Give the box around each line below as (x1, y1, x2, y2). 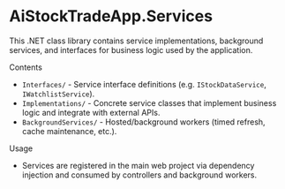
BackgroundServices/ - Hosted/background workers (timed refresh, (21, 117, 266, 127)
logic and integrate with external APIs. (21, 107, 161, 117)
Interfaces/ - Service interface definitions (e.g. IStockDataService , (21, 79, 266, 89)
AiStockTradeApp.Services (9, 6, 214, 26)
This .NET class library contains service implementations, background (9, 35, 264, 46)
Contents (9, 62, 42, 72)
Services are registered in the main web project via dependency (21, 160, 255, 170)
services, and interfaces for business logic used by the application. (9, 44, 253, 55)
